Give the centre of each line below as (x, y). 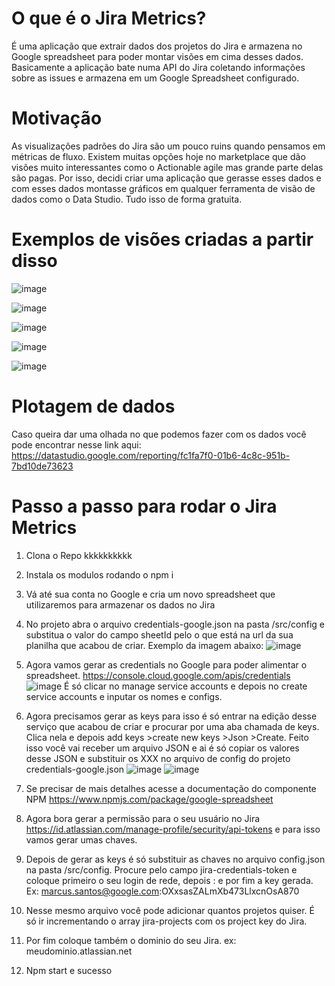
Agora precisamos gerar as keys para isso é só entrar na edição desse (171, 716)
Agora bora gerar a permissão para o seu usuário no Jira (143, 818)
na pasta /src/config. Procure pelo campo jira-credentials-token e (161, 869)
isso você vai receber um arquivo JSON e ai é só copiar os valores (162, 748)
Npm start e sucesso (69, 970)
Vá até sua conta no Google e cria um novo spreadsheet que (150, 594)
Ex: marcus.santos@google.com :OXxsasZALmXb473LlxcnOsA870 (162, 891)
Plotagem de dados (93, 406)
